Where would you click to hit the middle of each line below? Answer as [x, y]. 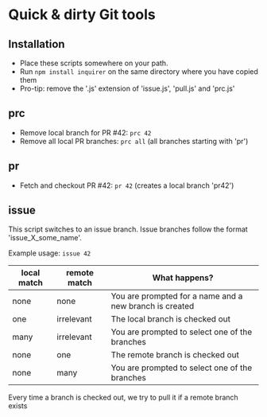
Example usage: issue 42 [50, 253]
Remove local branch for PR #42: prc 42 [85, 132]
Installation [37, 44]
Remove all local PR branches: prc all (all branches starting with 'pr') [134, 141]
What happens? [183, 278]
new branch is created [153, 306]
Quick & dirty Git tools [82, 15]
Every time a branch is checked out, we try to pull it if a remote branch [123, 398]
